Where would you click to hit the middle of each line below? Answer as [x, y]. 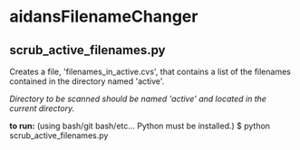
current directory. [42, 108]
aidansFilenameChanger [104, 17]
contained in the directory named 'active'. [87, 81]
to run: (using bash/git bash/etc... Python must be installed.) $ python [140, 126]
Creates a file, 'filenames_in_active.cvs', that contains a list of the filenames [150, 71]
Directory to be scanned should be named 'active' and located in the [138, 98]
